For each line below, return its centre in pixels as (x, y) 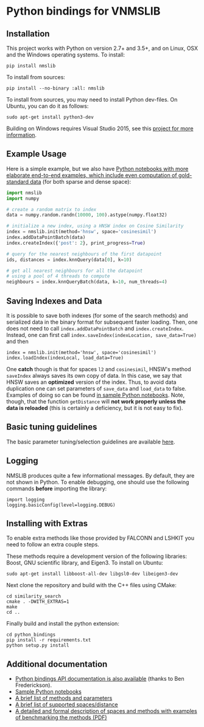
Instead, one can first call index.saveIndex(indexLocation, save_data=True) (101, 335)
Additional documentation (57, 664)
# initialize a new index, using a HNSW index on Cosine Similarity (95, 226)
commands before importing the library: (57, 489)
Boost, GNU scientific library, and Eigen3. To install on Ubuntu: (85, 563)
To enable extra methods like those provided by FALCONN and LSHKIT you (100, 538)
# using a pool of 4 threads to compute (58, 276)
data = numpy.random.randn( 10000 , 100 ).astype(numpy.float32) (87, 215)
